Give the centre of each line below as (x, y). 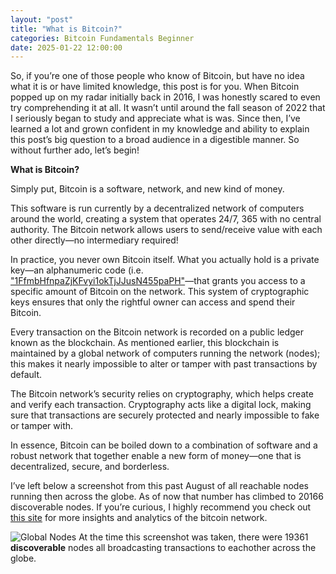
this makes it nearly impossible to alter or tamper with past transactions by (164, 364)
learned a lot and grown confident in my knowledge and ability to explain (160, 129)
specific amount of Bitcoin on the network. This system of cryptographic (160, 292)
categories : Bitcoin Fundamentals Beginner (102, 38)
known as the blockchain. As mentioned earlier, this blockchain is (145, 343)
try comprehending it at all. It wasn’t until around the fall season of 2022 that (168, 108)
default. (26, 375)
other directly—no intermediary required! (94, 240)
